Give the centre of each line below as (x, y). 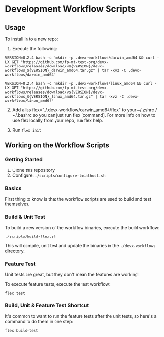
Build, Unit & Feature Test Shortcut (47, 305)
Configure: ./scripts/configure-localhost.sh (59, 175)
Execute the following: (35, 49)
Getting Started (24, 160)
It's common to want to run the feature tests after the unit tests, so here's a (81, 316)
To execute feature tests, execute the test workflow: (58, 284)
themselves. (17, 204)
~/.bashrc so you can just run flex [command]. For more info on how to (84, 115)
